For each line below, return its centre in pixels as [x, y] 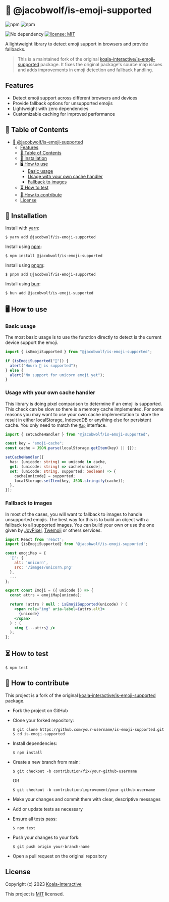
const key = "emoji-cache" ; [35, 443]
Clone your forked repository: [43, 720]
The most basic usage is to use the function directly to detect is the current [83, 337]
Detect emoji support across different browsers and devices [75, 97]
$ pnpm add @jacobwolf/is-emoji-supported [50, 275]
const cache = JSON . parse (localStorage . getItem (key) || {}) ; [71, 448]
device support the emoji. [32, 342]
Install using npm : [23, 246]
